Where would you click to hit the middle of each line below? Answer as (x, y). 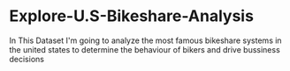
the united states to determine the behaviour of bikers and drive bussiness (145, 49)
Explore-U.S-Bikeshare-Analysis (132, 16)
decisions (27, 59)
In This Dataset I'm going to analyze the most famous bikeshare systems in (145, 40)
